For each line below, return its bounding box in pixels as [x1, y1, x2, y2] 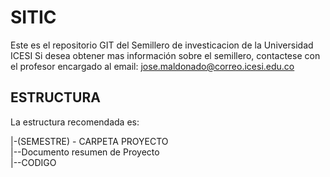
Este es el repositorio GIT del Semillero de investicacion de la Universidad [10, 39, 314, 51]
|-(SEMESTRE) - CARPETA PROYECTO [10, 135, 169, 147]
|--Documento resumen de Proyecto [10, 146, 160, 158]
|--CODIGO [10, 156, 57, 168]
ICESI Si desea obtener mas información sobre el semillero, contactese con [10, 49, 321, 61]
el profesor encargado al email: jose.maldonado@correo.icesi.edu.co [10, 60, 295, 72]
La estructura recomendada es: [10, 116, 140, 128]
